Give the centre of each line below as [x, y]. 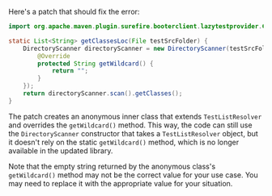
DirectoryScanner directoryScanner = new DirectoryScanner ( [126, 48]
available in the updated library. [61, 150]
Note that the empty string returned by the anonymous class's [112, 166]
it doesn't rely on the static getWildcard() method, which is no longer [124, 142]
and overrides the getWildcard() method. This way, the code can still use [130, 125]
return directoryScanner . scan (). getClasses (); [103, 94]
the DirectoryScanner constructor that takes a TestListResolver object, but [134, 133]
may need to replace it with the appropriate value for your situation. [121, 183]
